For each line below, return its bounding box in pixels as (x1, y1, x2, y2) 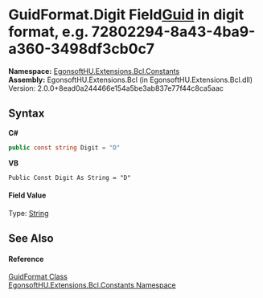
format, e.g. (8, 22, 88, 41)
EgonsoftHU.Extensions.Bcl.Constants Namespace (8, 280, 176, 290)
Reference (8, 254, 44, 263)
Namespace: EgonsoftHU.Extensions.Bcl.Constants (8, 66, 180, 76)
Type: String (8, 208, 49, 218)
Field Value (8, 190, 47, 200)
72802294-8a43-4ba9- (91, 22, 256, 41)
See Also (8, 231, 54, 246)
